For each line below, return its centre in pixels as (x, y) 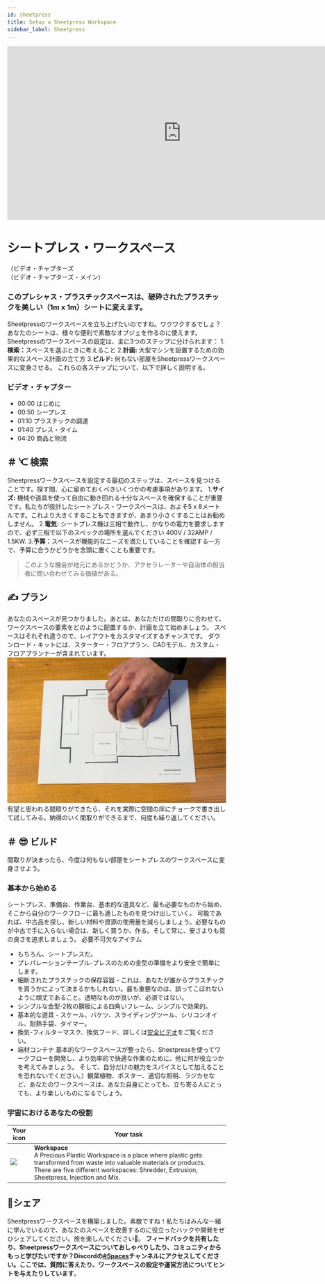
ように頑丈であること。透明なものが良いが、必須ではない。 (102, 998)
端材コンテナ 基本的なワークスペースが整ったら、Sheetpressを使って (116, 1050)
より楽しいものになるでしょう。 (81, 1093)
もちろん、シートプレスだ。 (57, 954)
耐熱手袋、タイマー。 (60, 1024)
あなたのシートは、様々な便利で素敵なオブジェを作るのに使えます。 (104, 332)
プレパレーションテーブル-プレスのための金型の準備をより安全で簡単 (116, 963)
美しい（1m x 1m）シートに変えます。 (84, 307)
